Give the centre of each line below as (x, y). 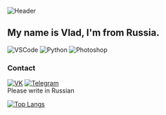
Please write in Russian (41, 90)
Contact (21, 68)
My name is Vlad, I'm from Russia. (83, 33)
